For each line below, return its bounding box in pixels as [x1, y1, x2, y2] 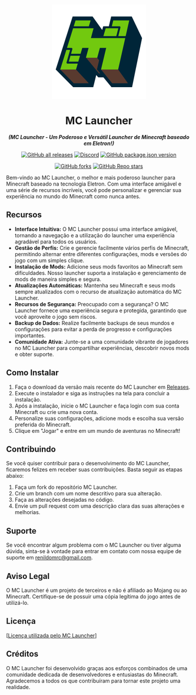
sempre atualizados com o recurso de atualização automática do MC [14, 288, 182, 295]
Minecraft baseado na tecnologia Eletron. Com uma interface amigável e [6, 180, 181, 187]
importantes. [14, 332, 46, 339]
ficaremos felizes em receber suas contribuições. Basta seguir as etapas [6, 466, 182, 473]
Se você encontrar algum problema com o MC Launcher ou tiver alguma [6, 541, 181, 549]
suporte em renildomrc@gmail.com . [6, 554, 93, 561]
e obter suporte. [14, 350, 54, 358]
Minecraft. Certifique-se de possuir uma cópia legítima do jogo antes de [6, 593, 181, 600]
